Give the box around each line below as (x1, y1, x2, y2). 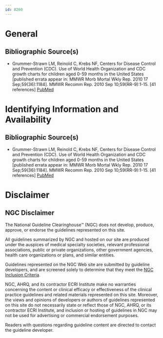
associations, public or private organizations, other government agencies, (5, 247, 153, 253)
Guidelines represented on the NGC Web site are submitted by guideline (5, 261, 150, 267)
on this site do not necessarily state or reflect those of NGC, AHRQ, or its (5, 302, 151, 308)
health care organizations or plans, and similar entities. (5, 252, 115, 258)
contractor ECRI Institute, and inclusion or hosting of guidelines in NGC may (5, 307, 157, 313)
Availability (5, 114, 52, 125)
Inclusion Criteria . (5, 272, 41, 277)
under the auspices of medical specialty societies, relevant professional (5, 241, 150, 247)
